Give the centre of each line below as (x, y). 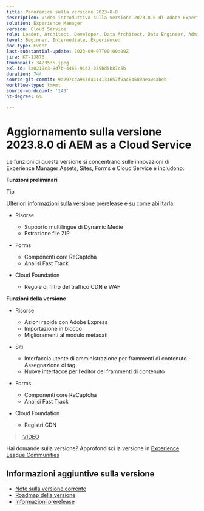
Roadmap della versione (45, 495)
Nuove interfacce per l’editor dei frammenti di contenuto (94, 371)
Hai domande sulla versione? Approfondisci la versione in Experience (93, 448)
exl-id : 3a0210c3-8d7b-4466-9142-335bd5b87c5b (66, 68)
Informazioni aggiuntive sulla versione (80, 474)
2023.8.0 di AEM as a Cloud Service (99, 145)
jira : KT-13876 (25, 57)
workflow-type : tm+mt (34, 86)
